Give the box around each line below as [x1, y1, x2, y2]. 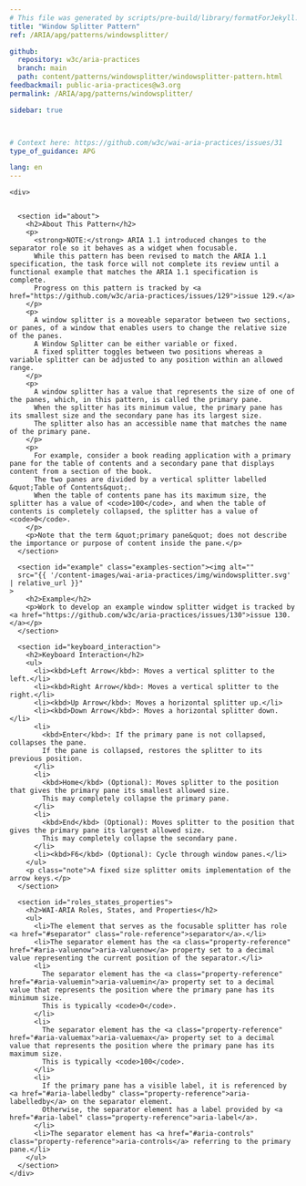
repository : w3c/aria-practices [17, 56, 141, 65]
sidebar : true [9, 106, 64, 115]
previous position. [9, 754, 84, 764]
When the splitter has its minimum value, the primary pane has [33, 403, 283, 413]
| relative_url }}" [9, 579, 84, 588]
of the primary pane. [9, 428, 92, 437]
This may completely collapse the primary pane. [42, 794, 230, 803]
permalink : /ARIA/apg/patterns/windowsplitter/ [9, 88, 194, 98]
